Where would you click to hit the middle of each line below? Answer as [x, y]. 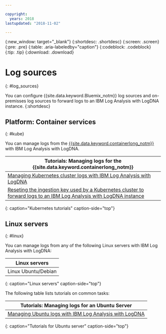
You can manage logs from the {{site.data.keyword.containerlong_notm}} [80, 143]
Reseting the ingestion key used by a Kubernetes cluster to [76, 190]
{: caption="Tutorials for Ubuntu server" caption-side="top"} [67, 326]
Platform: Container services [51, 122]
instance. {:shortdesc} [28, 106]
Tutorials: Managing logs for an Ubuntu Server [76, 305]
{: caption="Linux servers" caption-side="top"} [53, 283]
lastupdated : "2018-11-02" [33, 23]
